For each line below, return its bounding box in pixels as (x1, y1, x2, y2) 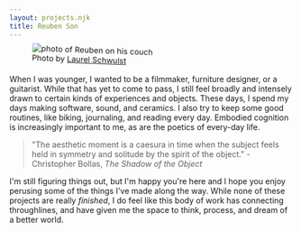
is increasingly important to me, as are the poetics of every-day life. (9, 121, 260, 132)
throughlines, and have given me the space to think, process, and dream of (9, 204, 288, 215)
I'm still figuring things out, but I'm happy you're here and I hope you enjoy (9, 175, 287, 186)
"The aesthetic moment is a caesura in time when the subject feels (31, 139, 279, 150)
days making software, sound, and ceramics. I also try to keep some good (9, 102, 284, 113)
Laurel (66, 53, 91, 64)
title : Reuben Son (9, 22, 78, 31)
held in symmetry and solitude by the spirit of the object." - (31, 148, 251, 159)
